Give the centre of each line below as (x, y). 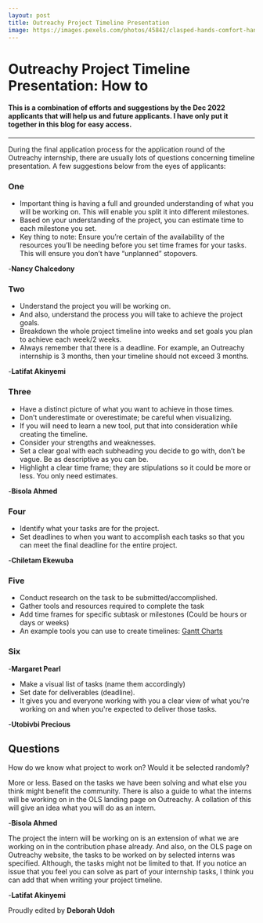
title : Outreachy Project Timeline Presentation (89, 23)
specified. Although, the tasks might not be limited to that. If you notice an (127, 863)
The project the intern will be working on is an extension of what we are (124, 838)
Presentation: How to (78, 85)
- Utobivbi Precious (40, 724)
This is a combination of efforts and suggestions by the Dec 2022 (117, 108)
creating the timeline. (54, 434)
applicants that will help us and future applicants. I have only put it (118, 116)
